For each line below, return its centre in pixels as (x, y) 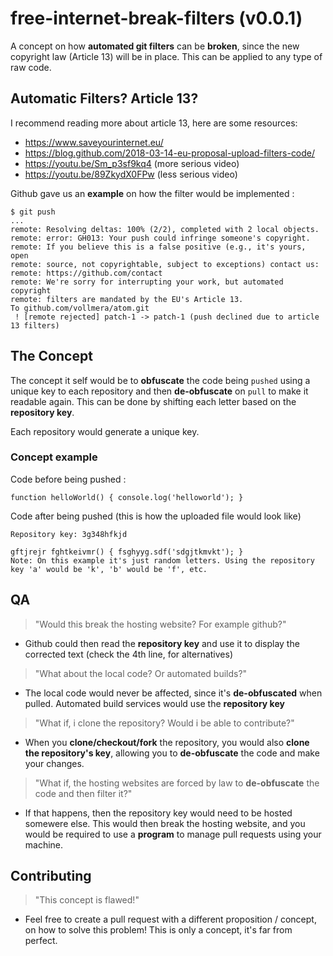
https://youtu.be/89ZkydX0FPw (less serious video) (131, 174)
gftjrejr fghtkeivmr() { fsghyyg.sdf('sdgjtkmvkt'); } (127, 552)
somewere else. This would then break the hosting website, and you (165, 823)
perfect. (41, 941)
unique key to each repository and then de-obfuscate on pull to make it (159, 391)
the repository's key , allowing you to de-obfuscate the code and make (172, 753)
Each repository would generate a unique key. (105, 431)
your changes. (54, 763)
